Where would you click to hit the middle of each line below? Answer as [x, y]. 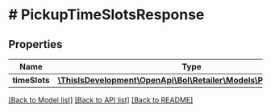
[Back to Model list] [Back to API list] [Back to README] [101, 100]
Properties [35, 44]
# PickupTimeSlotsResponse [106, 15]
